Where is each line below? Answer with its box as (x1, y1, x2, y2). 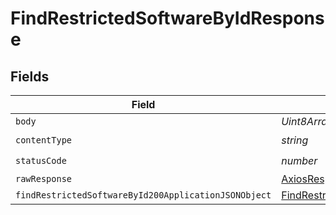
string (281, 133, 309, 147)
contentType (15, 134, 73, 146)
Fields (10, 68, 50, 85)
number (281, 153, 318, 167)
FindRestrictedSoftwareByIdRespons (10, 7, 325, 30)
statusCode (15, 155, 67, 166)
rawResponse (15, 173, 73, 184)
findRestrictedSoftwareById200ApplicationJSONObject (15, 190, 272, 201)
